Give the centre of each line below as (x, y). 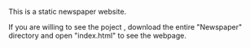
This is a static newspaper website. (68, 12)
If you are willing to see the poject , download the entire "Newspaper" (125, 27)
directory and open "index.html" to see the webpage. (98, 36)
